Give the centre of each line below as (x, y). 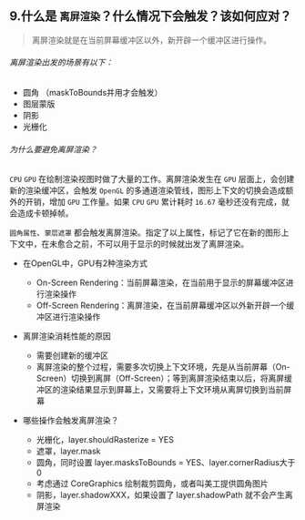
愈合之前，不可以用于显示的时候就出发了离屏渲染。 (152, 244)
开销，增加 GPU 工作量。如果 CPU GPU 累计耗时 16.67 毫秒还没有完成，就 (157, 202)
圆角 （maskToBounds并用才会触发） (92, 93)
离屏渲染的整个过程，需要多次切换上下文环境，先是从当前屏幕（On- (163, 367)
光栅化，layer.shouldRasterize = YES (105, 440)
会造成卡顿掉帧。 (41, 213)
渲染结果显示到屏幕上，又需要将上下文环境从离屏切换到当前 (172, 390)
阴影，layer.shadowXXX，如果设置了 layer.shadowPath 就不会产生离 (164, 495)
